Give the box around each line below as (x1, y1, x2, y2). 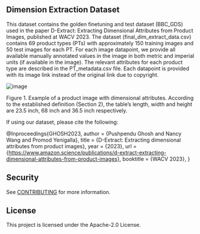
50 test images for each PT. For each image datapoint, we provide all (6, 46, 176, 53)
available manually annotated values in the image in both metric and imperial (6, 52, 195, 59)
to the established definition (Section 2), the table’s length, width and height (6, 101, 193, 108)
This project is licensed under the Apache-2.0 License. (6, 221, 141, 229)
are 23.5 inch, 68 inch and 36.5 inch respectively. (6, 107, 128, 114)
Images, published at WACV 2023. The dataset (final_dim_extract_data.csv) (6, 33, 192, 40)
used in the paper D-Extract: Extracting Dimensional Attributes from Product (6, 27, 193, 34)
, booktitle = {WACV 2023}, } (119, 155, 190, 163)
